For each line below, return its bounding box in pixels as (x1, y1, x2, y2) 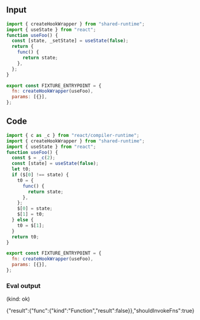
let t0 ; (12, 166, 32, 172)
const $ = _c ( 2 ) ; (12, 155, 56, 161)
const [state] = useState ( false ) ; (12, 161, 99, 167)
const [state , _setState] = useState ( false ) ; (12, 38, 129, 44)
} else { (12, 217, 34, 223)
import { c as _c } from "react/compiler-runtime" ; (6, 132, 139, 138)
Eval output (6, 281, 41, 290)
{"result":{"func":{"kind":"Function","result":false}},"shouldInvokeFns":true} (6, 307, 195, 315)
